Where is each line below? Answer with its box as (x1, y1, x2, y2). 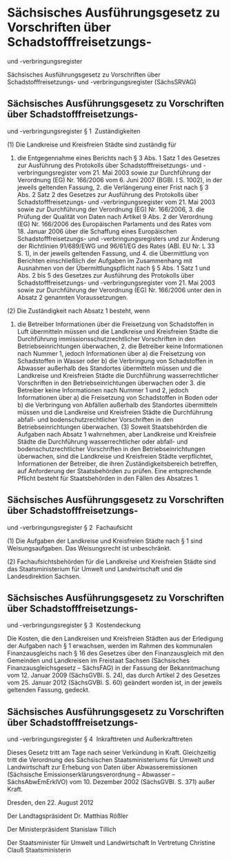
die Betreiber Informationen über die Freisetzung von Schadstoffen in (17, 320, 214, 328)
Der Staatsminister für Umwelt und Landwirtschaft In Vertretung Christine (7, 839, 216, 847)
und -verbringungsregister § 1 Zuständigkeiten (7, 126, 141, 135)
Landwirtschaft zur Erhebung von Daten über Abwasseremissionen (7, 763, 198, 772)
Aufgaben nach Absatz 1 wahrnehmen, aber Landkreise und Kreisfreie (17, 430, 217, 438)
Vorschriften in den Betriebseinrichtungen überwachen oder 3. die (17, 379, 205, 387)
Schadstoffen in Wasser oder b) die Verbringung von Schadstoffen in (17, 356, 214, 365)
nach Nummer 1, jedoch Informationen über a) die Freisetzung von (17, 349, 205, 357)
